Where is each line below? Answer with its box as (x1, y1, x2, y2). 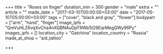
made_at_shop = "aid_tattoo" (5, 35, 63, 41)
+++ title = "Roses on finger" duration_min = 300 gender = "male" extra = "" (5, 4, 159, 10)
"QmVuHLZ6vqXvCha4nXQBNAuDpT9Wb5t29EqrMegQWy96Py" (5, 25, 137, 31)
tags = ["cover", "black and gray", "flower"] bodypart (48, 15, 155, 20)
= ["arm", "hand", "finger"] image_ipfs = (5, 19, 85, 25)
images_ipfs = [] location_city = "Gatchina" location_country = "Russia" (5, 30, 148, 36)
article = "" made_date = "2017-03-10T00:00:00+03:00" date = (5, 9, 133, 15)
